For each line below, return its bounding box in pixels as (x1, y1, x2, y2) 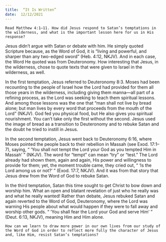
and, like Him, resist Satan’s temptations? (5, 232, 99, 237)
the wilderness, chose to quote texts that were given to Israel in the (5, 64, 143, 70)
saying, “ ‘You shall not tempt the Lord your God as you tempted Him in (11, 146, 157, 152)
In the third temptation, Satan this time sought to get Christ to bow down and (5, 182, 162, 188)
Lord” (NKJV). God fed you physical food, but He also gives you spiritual (5, 110, 153, 117)
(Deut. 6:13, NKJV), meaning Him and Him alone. (5, 214, 105, 220)
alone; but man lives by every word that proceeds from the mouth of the (5, 105, 152, 111)
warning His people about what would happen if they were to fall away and (5, 203, 158, 209)
